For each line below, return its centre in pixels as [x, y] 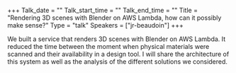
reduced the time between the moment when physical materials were [108, 46]
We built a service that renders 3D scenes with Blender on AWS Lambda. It [117, 39]
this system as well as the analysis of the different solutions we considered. [118, 62]
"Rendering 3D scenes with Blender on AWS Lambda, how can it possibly [114, 18]
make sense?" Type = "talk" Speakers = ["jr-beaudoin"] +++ [96, 25]
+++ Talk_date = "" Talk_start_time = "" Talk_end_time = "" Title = [103, 10]
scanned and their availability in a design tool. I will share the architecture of [118, 54]
